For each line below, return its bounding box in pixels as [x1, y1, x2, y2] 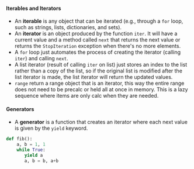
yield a [24, 153, 43, 158]
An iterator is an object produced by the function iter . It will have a [14, 30, 178, 37]
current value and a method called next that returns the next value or [14, 36, 181, 43]
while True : [16, 147, 46, 153]
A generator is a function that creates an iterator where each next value [14, 119, 188, 126]
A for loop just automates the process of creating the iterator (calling [14, 49, 181, 56]
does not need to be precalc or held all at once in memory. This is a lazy [14, 86, 188, 93]
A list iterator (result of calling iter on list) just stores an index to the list [14, 61, 188, 68]
